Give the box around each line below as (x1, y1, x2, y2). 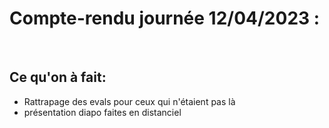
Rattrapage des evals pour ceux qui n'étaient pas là (23, 95, 236, 107)
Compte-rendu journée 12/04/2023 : (9, 7, 321, 30)
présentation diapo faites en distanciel (23, 106, 182, 118)
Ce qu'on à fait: (9, 69, 107, 86)
